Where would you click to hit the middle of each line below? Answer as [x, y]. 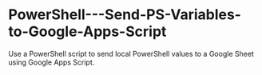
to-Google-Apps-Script [87, 32]
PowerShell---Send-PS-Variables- [125, 15]
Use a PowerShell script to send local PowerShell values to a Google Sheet [131, 53]
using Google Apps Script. [52, 62]
